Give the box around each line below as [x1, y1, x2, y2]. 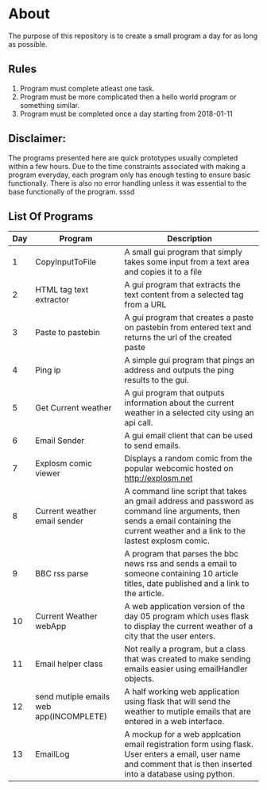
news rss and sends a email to [124, 558, 237, 569]
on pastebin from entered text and [124, 322, 252, 333]
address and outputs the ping [124, 364, 234, 376]
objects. [124, 673, 155, 684]
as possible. [8, 39, 48, 48]
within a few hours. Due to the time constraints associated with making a [8, 161, 246, 171]
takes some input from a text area [124, 256, 250, 268]
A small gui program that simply [124, 247, 242, 258]
